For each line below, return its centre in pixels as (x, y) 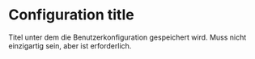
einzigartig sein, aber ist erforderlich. (70, 45)
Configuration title (72, 15)
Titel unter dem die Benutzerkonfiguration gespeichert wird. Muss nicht (127, 37)
